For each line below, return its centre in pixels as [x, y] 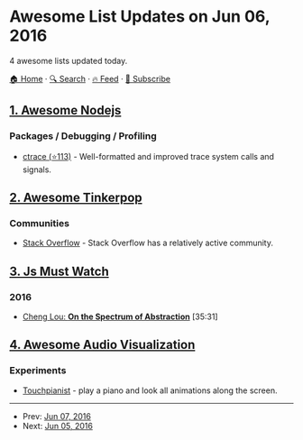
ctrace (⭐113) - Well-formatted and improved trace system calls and [148, 156]
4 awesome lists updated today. [69, 60]
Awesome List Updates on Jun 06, [140, 17]
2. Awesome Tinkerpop [76, 198]
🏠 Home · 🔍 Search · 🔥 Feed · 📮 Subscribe [90, 78]
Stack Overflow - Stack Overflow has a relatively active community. [147, 243]
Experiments [38, 371]
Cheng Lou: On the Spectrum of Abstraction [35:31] [120, 316]
